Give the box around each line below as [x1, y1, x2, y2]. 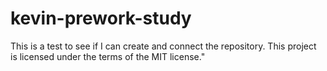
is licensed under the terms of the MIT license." [10, 50, 206, 62]
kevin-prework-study [10, 7, 192, 30]
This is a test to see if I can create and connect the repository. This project [10, 40, 317, 52]
